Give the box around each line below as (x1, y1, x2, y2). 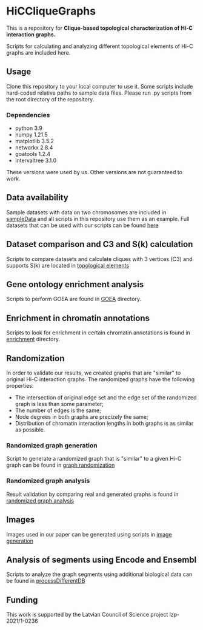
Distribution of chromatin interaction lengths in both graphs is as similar (15, 420, 194, 427)
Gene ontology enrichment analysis (6, 279, 144, 290)
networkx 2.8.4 (15, 144, 53, 151)
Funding (6, 595, 38, 605)
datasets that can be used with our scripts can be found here (6, 222, 159, 229)
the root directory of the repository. (6, 95, 95, 103)
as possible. (15, 426, 45, 433)
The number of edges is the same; (15, 407, 101, 414)
